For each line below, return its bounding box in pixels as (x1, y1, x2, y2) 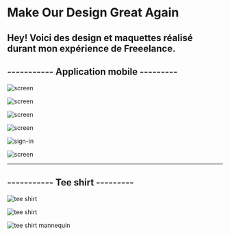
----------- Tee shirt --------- (7, 176, 134, 188)
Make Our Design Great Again (7, 5, 179, 21)
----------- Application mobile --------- (7, 66, 178, 77)
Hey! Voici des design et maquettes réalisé (7, 32, 193, 44)
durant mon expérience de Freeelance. (7, 42, 176, 54)
